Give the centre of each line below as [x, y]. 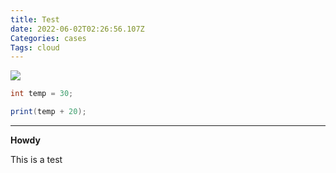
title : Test [35, 19]
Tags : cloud [35, 47]
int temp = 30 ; [42, 94]
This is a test [36, 159]
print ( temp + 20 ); [48, 112]
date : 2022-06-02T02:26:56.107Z [77, 29]
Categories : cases [48, 38]
